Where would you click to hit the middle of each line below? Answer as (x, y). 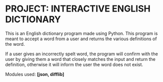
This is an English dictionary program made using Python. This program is (81, 33)
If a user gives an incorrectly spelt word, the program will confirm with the (81, 54)
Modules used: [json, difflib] (35, 74)
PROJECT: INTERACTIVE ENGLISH (78, 9)
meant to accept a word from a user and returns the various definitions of (81, 39)
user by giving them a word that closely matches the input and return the (80, 59)
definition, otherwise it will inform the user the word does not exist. (74, 64)
